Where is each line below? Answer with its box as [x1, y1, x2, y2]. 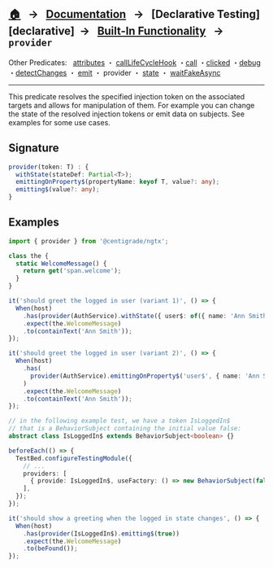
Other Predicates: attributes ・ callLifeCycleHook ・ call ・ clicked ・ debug [8, 57, 262, 68]
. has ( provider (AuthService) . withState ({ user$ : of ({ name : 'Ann [23, 312, 245, 320]
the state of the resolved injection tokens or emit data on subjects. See [8, 109, 245, 119]
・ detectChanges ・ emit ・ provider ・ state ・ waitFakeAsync [8, 68, 221, 77]
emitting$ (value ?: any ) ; [15, 186, 100, 194]
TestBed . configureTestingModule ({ [15, 454, 132, 462]
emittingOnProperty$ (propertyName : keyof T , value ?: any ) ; [15, 178, 220, 186]
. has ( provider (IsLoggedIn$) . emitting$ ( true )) [23, 529, 180, 538]
